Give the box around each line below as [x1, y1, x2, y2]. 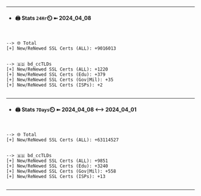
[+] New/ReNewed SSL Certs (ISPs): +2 [6, 82, 103, 88]
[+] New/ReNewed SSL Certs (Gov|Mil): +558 [6, 169, 117, 174]
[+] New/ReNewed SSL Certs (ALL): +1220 [6, 66, 109, 72]
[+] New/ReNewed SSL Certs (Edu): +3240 [6, 163, 109, 169]
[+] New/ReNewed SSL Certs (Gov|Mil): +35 [6, 77, 114, 83]
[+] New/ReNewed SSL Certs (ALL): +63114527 [6, 137, 119, 143]
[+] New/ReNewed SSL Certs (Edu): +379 [6, 72, 106, 78]
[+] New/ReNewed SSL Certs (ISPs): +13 [6, 174, 106, 180]
